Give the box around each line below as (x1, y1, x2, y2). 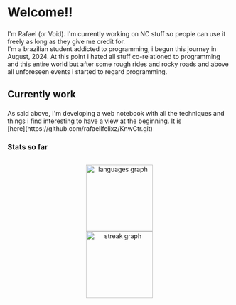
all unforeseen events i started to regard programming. (7, 68, 168, 76)
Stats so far (7, 142, 48, 152)
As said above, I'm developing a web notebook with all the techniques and (7, 109, 225, 118)
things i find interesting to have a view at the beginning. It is (7, 117, 182, 125)
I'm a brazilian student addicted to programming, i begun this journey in (7, 45, 217, 53)
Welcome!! (7, 4, 73, 21)
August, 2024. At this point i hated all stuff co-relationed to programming (7, 53, 220, 61)
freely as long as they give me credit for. (7, 37, 126, 46)
